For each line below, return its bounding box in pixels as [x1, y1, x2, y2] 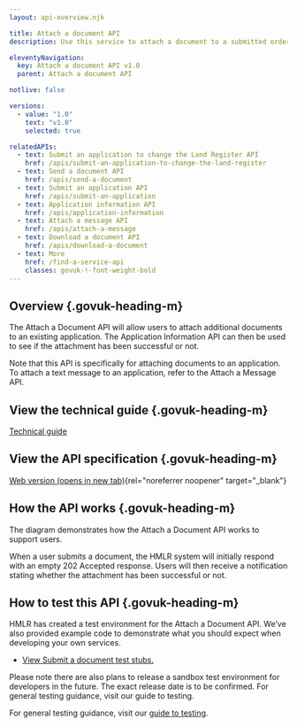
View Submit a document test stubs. [21, 654, 155, 665]
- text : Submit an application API [17, 183, 148, 192]
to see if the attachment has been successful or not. [9, 341, 200, 352]
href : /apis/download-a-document [25, 241, 148, 250]
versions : [9, 102, 46, 111]
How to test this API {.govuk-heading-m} [9, 595, 240, 611]
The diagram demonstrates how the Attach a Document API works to [9, 524, 260, 535]
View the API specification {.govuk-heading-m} [9, 452, 278, 467]
